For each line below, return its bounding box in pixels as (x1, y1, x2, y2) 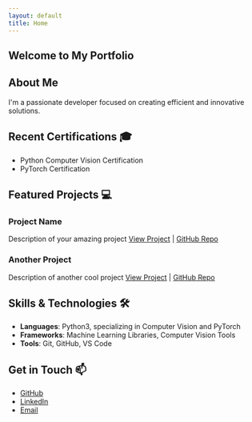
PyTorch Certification (19, 163, 90, 173)
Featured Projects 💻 (8, 187, 113, 201)
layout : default (8, 11, 62, 20)
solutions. (8, 106, 41, 115)
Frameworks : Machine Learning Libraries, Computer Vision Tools (19, 330, 236, 340)
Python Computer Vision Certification (19, 155, 144, 165)
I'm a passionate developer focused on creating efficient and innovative (8, 97, 245, 107)
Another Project (8, 254, 72, 265)
